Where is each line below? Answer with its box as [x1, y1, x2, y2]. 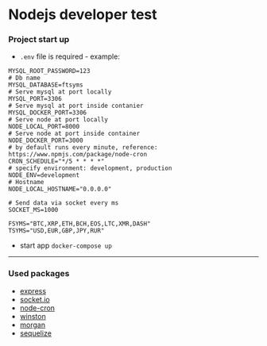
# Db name [8, 74, 41, 83]
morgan [19, 320, 46, 329]
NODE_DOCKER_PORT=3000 [8, 136, 83, 144]
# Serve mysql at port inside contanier [8, 102, 145, 110]
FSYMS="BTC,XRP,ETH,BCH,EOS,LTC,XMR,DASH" [8, 220, 151, 228]
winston [19, 311, 46, 321]
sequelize [19, 328, 52, 338]
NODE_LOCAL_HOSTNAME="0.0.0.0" [8, 185, 112, 194]
